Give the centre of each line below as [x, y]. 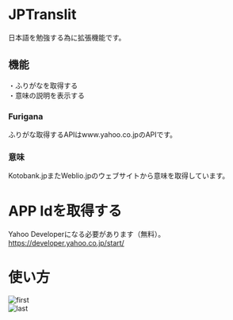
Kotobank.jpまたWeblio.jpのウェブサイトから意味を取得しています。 [119, 176]
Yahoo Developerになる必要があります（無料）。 [86, 234]
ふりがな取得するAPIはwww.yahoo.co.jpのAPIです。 [92, 135]
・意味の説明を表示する [46, 95]
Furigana [26, 116]
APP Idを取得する [65, 211]
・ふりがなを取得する [43, 86]
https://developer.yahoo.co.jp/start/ [66, 243]
